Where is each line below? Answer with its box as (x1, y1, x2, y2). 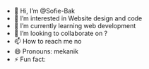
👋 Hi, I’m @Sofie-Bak (13, 7, 76, 15)
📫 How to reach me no (13, 37, 82, 45)
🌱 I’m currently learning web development (13, 22, 136, 30)
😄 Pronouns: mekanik (13, 47, 79, 56)
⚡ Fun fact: (13, 55, 46, 63)
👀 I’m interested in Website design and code (13, 14, 143, 23)
